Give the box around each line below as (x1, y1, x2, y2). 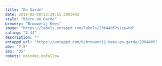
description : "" (5, 35, 39, 40)
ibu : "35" (5, 49, 26, 54)
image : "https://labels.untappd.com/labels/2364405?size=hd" (5, 26, 135, 31)
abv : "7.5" (5, 44, 28, 49)
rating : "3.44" (5, 30, 37, 35)
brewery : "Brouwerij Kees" (5, 21, 61, 26)
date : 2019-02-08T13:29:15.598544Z (5, 12, 79, 17)
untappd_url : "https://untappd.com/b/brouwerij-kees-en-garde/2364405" (5, 40, 157, 45)
